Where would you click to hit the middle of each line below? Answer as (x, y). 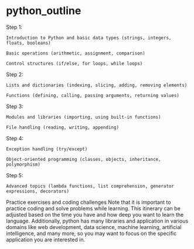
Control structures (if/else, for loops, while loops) (74, 63)
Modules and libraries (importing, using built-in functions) (84, 117)
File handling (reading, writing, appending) (62, 127)
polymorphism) (23, 164)
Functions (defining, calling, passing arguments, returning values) (93, 95)
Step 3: (15, 106)
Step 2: (15, 74)
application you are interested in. (46, 240)
